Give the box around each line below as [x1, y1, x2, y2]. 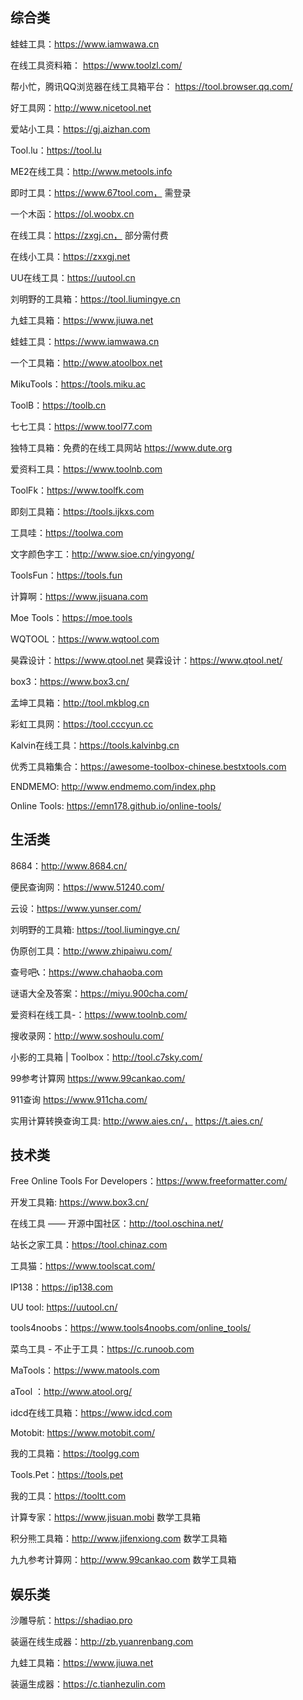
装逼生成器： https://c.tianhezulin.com [10, 1678, 166, 1690]
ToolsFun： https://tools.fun [10, 569, 123, 581]
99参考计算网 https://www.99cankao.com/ [10, 1072, 186, 1084]
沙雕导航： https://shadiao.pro [10, 1614, 133, 1627]
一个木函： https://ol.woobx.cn [10, 208, 135, 220]
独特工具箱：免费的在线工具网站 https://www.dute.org [10, 441, 233, 453]
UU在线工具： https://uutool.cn [10, 271, 136, 283]
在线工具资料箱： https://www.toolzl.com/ [10, 59, 183, 71]
